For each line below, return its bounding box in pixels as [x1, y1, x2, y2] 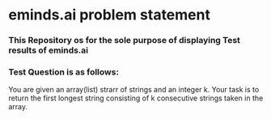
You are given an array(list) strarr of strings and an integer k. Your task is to [8, 85, 260, 95]
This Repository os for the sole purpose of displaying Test [8, 35, 241, 46]
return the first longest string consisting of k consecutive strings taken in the [8, 93, 264, 103]
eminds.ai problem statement [8, 6, 210, 24]
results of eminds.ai [8, 45, 89, 56]
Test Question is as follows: [8, 66, 120, 78]
